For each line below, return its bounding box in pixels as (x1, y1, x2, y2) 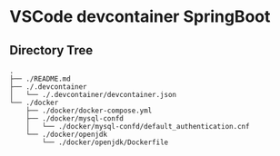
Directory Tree (9, 43, 94, 58)
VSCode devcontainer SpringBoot (9, 6, 271, 27)
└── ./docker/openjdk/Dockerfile (42, 138, 169, 147)
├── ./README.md (9, 74, 71, 83)
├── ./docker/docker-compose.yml (25, 106, 153, 115)
